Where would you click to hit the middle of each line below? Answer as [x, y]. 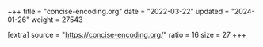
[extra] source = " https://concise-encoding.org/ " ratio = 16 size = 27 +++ [127, 35]
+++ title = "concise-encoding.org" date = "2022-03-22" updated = [118, 11]
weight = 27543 [57, 20]
